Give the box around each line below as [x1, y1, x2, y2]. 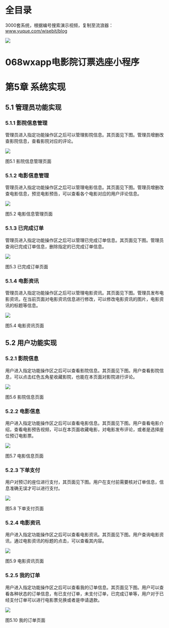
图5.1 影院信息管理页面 [5, 158, 52, 164]
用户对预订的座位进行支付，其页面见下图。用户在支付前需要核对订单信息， [5, 479, 159, 485]
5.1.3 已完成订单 [5, 225, 44, 232]
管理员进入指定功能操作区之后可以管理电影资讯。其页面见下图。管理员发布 [5, 290, 159, 296]
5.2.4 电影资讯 [5, 519, 41, 526]
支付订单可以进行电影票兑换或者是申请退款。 [9, 597, 102, 603]
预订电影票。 [9, 433, 36, 439]
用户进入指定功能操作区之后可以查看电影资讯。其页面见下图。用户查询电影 [5, 532, 159, 538]
